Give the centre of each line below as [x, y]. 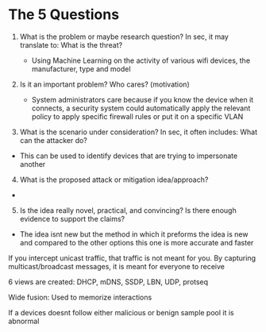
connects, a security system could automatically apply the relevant [141, 108]
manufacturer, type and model [81, 68]
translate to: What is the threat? [71, 44]
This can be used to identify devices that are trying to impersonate [129, 156]
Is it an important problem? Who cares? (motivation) [104, 84]
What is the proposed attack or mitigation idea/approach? [114, 180]
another [33, 164]
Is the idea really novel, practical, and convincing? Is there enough [128, 210]
